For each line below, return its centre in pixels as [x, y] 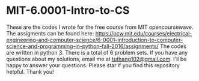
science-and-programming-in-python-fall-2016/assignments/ [83, 46]
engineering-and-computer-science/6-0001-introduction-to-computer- [95, 40]
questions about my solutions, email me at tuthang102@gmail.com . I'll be [96, 59]
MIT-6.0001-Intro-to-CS [68, 10]
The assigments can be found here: [50, 33]
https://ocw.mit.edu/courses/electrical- [144, 33]
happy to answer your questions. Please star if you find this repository [93, 65]
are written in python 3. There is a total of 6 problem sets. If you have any [97, 52]
